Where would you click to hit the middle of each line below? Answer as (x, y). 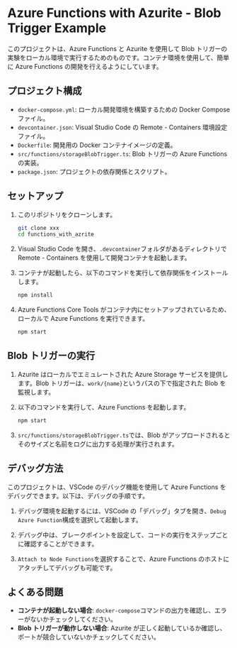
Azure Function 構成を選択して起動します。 (80, 520)
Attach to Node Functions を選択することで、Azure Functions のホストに (123, 559)
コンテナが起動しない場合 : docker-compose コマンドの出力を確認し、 (116, 610)
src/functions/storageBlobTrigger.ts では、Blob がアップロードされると (124, 435)
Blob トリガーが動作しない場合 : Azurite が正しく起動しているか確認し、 (122, 628)
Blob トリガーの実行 (51, 356)
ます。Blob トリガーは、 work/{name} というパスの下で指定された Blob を (122, 383)
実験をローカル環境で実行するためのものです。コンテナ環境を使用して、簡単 (118, 57)
